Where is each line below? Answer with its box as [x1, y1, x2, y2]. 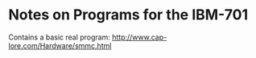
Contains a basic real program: [8, 32, 111, 42]
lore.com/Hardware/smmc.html [8, 40, 112, 50]
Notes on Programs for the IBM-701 [8, 6, 248, 24]
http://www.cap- [111, 32, 167, 42]
